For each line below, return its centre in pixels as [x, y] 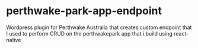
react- [181, 33]
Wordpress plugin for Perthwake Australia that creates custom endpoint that [99, 27]
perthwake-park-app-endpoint [84, 11]
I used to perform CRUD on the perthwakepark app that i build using [90, 33]
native [14, 40]
